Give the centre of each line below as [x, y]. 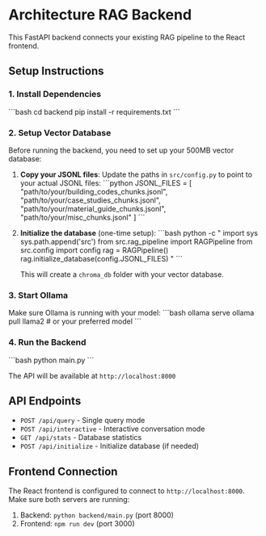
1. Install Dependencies [55, 94]
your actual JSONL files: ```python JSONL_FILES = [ [106, 182]
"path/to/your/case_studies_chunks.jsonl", [91, 200]
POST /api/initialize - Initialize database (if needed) [110, 446]
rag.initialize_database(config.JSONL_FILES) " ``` [101, 258]
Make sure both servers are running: [69, 500]
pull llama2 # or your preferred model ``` [75, 321]
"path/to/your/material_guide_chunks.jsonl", [93, 208]
